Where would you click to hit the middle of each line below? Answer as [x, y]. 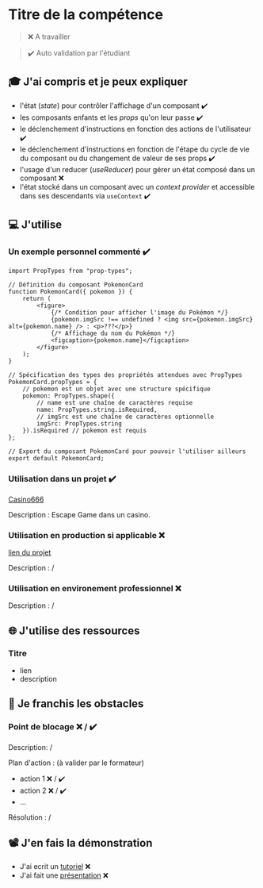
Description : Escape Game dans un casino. [79, 514]
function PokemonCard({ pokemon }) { [71, 292]
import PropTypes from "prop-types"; [71, 271]
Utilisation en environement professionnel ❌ [95, 588]
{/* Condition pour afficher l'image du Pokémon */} [139, 313]
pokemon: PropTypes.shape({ [69, 396]
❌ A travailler [49, 37]
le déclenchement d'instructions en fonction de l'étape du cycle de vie [134, 149]
